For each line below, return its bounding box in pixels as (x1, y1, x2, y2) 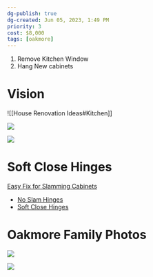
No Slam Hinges (17, 195, 63, 204)
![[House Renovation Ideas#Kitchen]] (7, 109, 112, 117)
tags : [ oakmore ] (7, 36, 54, 43)
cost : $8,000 (7, 29, 45, 37)
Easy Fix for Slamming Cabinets (7, 182, 98, 190)
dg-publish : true (7, 10, 57, 17)
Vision (7, 86, 45, 102)
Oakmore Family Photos (7, 227, 147, 242)
